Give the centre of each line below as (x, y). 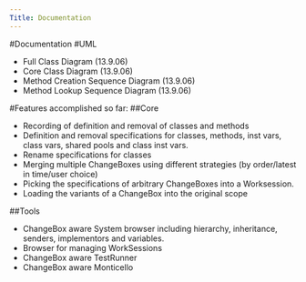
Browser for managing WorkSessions (92, 247)
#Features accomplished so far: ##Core (84, 108)
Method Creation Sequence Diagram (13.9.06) (109, 81)
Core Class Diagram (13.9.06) (78, 71)
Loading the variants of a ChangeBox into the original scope (135, 193)
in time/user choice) (60, 174)
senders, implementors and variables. (93, 238)
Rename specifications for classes (87, 155)
